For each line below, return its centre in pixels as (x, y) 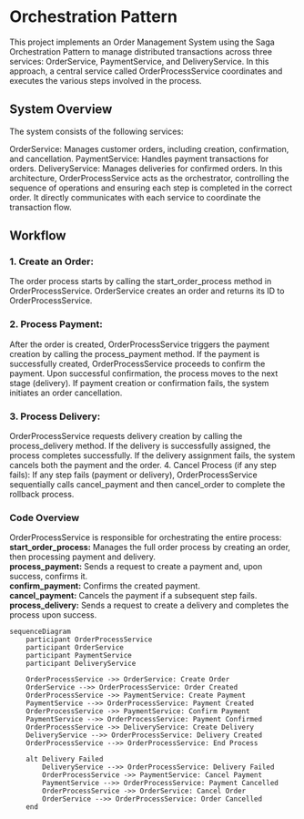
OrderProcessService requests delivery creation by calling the (126, 436)
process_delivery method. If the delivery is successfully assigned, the (140, 446)
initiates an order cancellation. (66, 393)
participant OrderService (75, 648)
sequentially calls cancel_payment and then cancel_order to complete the (147, 485)
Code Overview (45, 517)
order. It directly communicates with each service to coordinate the (135, 197)
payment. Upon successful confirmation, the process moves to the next (144, 373)
